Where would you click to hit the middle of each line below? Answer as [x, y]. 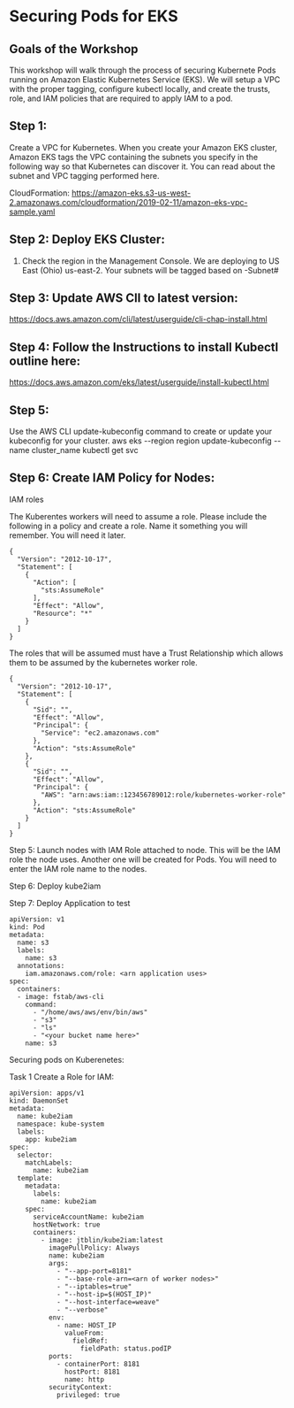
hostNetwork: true [66, 1224]
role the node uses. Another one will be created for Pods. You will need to [143, 859]
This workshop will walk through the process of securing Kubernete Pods [143, 70]
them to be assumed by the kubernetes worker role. [103, 662]
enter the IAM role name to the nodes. [78, 868]
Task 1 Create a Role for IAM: [62, 1076]
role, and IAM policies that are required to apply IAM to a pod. [121, 98]
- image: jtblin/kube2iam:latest [102, 1240]
